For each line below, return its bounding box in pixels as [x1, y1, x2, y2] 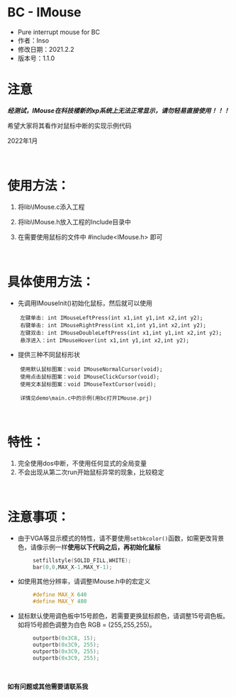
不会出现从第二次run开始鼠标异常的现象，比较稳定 [17, 468, 164, 476]
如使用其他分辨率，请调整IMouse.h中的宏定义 [17, 577, 151, 586]
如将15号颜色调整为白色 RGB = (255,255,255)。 [17, 620, 156, 629]
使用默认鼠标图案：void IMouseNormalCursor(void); [20, 366, 163, 373]
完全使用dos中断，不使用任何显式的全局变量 [17, 459, 147, 467]
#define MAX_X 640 [33, 591, 87, 598]
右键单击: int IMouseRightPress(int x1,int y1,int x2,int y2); [20, 322, 207, 329]
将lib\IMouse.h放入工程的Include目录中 [17, 217, 131, 226]
